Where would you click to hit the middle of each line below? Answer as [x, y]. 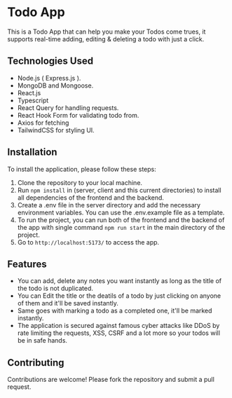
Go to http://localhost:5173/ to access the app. [88, 242]
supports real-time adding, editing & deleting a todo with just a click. [106, 39]
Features [27, 264]
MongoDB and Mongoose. [55, 85]
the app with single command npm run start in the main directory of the [121, 227]
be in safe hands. [42, 341]
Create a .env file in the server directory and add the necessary [109, 205]
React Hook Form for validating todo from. [78, 115]
